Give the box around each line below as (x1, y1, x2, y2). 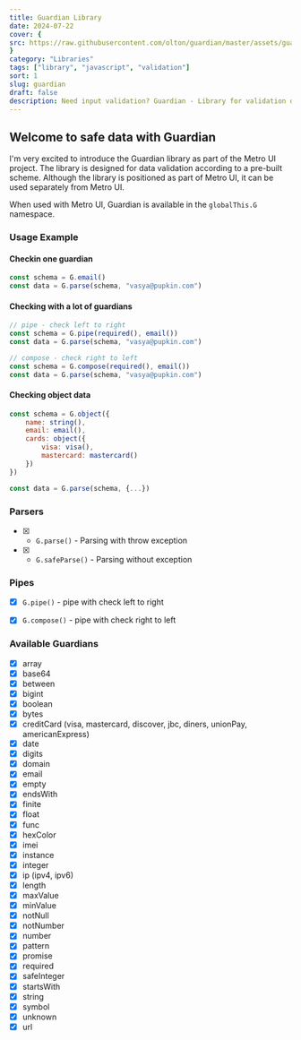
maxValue (21, 890, 60, 900)
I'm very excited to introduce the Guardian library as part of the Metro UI (9, 153, 276, 164)
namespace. (9, 209, 56, 219)
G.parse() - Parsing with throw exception (35, 535, 188, 546)
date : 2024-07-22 (9, 21, 74, 30)
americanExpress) (21, 729, 90, 740)
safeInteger (21, 971, 65, 982)
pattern (21, 941, 50, 951)
